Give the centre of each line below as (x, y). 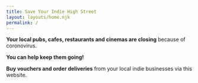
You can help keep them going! (45, 58)
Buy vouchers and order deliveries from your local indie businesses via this (99, 69)
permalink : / (22, 23)
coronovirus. (22, 46)
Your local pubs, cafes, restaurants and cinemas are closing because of (96, 40)
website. (17, 75)
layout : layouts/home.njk (38, 17)
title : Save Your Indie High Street (51, 12)
